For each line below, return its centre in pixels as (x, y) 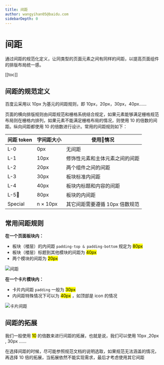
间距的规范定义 (28, 91)
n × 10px (47, 204)
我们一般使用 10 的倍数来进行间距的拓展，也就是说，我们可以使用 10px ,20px (82, 336)
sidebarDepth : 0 (21, 19)
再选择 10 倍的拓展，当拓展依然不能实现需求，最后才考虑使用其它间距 (75, 357)
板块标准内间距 (83, 177)
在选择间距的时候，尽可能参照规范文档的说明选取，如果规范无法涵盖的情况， (82, 351)
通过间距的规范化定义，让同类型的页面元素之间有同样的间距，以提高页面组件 (82, 59)
